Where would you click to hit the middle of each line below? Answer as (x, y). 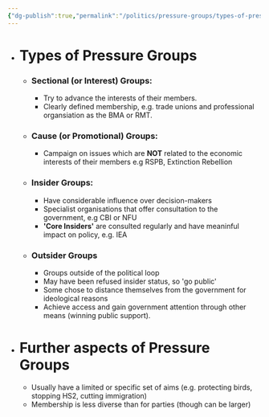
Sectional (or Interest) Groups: (92, 80)
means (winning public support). (97, 315)
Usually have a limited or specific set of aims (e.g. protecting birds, (142, 387)
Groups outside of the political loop (101, 273)
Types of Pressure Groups (108, 55)
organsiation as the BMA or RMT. (98, 115)
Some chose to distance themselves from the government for (145, 290)
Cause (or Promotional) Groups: (94, 136)
